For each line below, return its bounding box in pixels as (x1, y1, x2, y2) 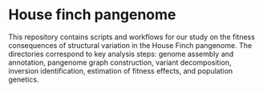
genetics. (8, 74, 39, 84)
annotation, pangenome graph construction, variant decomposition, (8, 58, 232, 67)
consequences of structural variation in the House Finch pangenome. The (8, 40, 253, 50)
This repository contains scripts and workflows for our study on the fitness (8, 32, 255, 42)
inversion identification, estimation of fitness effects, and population (8, 66, 233, 75)
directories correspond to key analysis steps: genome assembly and (8, 49, 234, 58)
